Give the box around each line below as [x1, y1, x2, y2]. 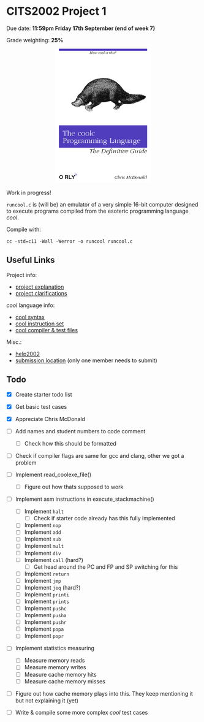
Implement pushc [24, 605, 67, 612]
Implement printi [24, 590, 69, 598]
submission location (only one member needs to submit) [15, 357, 157, 364]
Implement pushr [24, 618, 67, 626]
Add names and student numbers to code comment [15, 427, 146, 435]
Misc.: [6, 338, 22, 346]
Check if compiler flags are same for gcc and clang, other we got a [15, 452, 184, 459]
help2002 [15, 350, 40, 357]
